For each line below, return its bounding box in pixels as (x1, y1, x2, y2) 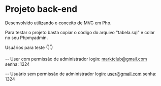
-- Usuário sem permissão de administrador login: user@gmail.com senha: (5, 71, 157, 77)
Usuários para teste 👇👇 (5, 44, 53, 50)
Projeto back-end (5, 3, 78, 15)
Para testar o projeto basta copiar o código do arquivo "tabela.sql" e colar (5, 29, 155, 35)
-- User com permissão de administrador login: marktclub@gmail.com (5, 56, 147, 62)
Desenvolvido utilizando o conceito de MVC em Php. (5, 20, 112, 26)
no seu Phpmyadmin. (5, 35, 48, 41)
